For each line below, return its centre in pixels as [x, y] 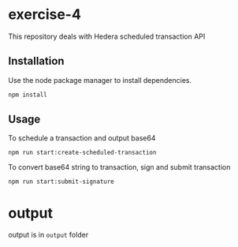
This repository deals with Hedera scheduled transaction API [107, 36]
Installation [36, 61]
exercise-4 [45, 15]
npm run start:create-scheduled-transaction [82, 153]
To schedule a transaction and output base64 [82, 138]
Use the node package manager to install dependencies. [100, 80]
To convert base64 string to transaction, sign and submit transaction [119, 167]
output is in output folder [48, 235]
